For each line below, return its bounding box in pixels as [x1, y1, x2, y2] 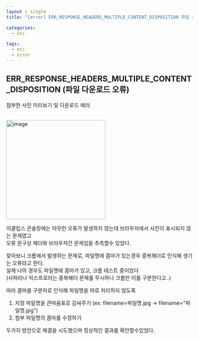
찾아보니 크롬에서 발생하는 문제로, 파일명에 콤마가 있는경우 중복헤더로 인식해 [6, 252, 182, 259]
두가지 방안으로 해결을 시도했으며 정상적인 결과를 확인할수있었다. [6, 327, 155, 334]
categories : [6, 25, 36, 31]
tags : [6, 41, 20, 47]
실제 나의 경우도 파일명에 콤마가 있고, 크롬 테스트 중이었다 [6, 267, 139, 274]
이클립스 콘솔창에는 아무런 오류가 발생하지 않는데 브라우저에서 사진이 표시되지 [6, 224, 185, 231]
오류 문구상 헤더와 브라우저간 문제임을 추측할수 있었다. [6, 239, 131, 246]
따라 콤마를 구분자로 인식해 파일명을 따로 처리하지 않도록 [6, 286, 136, 293]
